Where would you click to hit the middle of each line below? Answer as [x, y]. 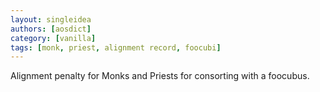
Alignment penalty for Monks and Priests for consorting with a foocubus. [160, 76]
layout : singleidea [51, 19]
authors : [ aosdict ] [51, 29]
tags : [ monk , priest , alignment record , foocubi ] [116, 47]
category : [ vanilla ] [53, 38]
